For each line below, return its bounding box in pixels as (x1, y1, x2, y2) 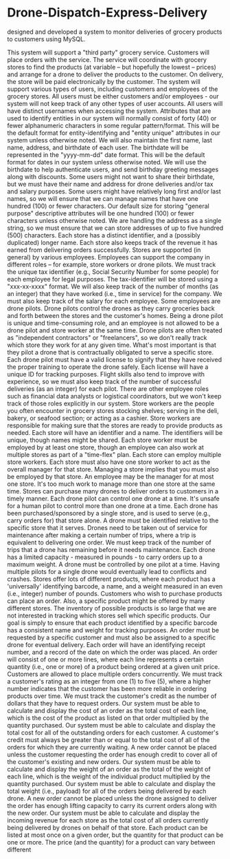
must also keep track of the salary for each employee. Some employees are (7, 297, 221, 305)
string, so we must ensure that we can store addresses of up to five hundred (7, 224, 224, 232)
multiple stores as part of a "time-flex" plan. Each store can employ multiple (7, 450, 222, 458)
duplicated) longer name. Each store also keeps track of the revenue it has (7, 238, 218, 246)
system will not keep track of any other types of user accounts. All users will (7, 99, 223, 107)
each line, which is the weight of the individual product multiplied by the (7, 772, 211, 781)
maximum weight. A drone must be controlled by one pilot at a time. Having (7, 560, 220, 569)
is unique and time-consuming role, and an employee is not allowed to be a (7, 319, 220, 327)
